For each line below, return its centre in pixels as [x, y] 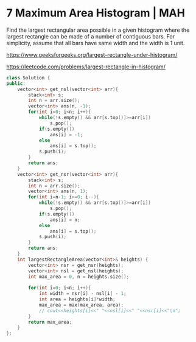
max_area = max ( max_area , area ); [81, 305]
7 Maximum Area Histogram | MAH [96, 13]
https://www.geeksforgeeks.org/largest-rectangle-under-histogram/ [92, 54]
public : [16, 83]
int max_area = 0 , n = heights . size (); [79, 277]
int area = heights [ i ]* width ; [77, 299]
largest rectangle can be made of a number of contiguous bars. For [91, 36]
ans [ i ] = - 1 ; [66, 134]
